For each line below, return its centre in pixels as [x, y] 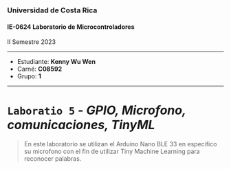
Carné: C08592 [40, 69]
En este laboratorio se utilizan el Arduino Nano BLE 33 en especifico [120, 144]
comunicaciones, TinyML [81, 125]
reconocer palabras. [53, 159]
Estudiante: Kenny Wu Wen [56, 62]
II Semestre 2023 [32, 42]
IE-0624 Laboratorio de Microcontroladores [71, 27]
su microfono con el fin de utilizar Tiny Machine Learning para [112, 151]
